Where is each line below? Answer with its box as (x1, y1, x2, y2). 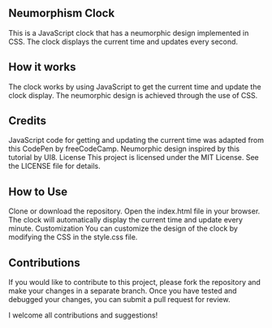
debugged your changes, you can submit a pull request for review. (8, 295, 231, 304)
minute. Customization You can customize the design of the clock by (8, 223, 238, 234)
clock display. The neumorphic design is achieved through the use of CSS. (8, 90, 258, 100)
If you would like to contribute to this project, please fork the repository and (8, 278, 261, 287)
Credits (8, 114, 47, 128)
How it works (8, 60, 76, 74)
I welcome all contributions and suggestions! (8, 310, 158, 320)
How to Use (8, 184, 68, 198)
